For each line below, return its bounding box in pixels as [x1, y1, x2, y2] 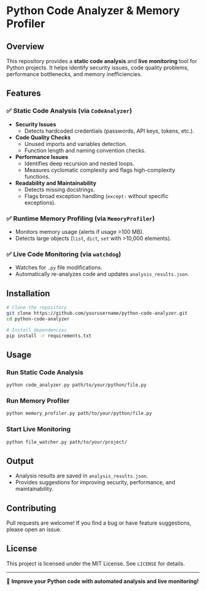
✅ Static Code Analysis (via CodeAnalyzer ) [6, 107, 132, 115]
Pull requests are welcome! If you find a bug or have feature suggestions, [6, 519, 192, 527]
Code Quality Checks [15, 133, 71, 141]
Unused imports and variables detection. [24, 140, 128, 147]
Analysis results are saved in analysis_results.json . [15, 472, 148, 479]
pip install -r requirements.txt [6, 333, 92, 339]
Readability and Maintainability [15, 179, 97, 187]
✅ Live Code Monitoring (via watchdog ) [6, 250, 121, 258]
